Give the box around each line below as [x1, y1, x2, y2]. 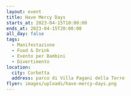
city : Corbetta [11, 70, 50, 76]
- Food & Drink [11, 48, 50, 54]
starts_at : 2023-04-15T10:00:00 [6, 20, 87, 26]
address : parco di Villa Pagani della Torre [11, 75, 125, 81]
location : [6, 64, 31, 70]
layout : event [6, 8, 42, 15]
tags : [6, 36, 20, 42]
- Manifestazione [11, 42, 55, 48]
